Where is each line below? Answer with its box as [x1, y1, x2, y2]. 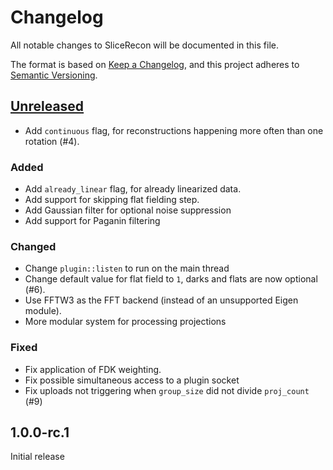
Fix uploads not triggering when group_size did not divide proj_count [24, 384, 310, 396]
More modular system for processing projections [24, 316, 227, 328]
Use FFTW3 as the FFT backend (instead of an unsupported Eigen [24, 294, 299, 306]
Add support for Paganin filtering [24, 215, 161, 227]
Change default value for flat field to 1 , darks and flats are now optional [24, 273, 318, 285]
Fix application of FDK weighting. [24, 363, 162, 375]
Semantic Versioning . [10, 69, 98, 81]
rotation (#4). [24, 135, 80, 147]
